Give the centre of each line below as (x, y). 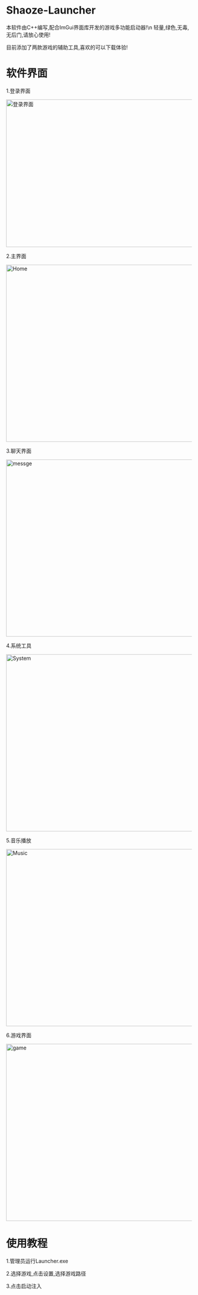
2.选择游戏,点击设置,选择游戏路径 (46, 1273)
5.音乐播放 (19, 840)
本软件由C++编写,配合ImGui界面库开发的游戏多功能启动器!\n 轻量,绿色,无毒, (98, 27)
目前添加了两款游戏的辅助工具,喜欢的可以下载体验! (67, 47)
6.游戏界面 (19, 1035)
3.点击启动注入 (24, 1286)
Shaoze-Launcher (51, 10)
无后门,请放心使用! (29, 35)
